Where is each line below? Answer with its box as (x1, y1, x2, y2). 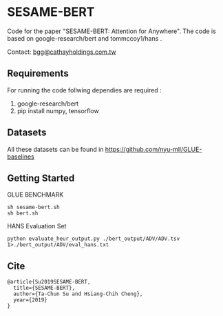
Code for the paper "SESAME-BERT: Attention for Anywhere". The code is (7, 27, 217, 35)
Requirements (7, 68, 69, 79)
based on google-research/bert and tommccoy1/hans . (7, 34, 162, 42)
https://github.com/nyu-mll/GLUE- (105, 145, 202, 153)
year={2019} (13, 297, 48, 304)
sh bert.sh (7, 210, 39, 217)
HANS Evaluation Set (7, 222, 67, 230)
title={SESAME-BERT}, (13, 284, 76, 292)
